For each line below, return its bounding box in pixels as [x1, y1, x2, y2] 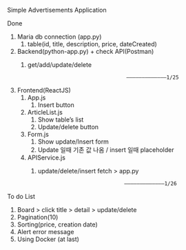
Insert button [37, 101, 74, 109]
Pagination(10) [17, 213, 59, 221]
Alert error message [17, 228, 74, 235]
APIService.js [27, 153, 65, 162]
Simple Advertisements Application [7, 6, 107, 14]
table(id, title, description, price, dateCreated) [27, 40, 157, 48]
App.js [27, 93, 46, 102]
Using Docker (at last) [17, 235, 79, 243]
